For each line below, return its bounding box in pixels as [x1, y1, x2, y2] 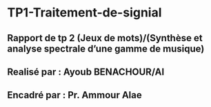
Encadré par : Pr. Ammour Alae [7, 89, 143, 101]
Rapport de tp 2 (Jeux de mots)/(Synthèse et [7, 32, 203, 44]
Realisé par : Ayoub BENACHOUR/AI [7, 66, 165, 78]
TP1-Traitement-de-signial [7, 5, 162, 21]
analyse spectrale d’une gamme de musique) [7, 43, 205, 54]
